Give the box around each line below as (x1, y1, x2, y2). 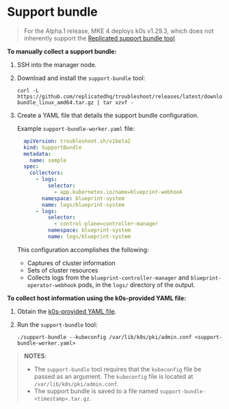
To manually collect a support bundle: (7, 47, 118, 55)
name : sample (29, 157, 67, 164)
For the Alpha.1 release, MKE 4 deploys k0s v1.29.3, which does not (23, 27, 214, 35)
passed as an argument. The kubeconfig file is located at (33, 372, 193, 380)
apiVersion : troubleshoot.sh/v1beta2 (23, 138, 131, 145)
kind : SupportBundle (23, 144, 82, 151)
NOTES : (23, 351, 46, 360)
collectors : (29, 169, 64, 177)
